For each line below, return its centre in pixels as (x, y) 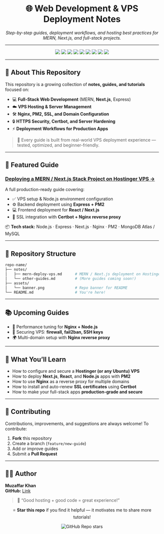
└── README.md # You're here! (55, 292)
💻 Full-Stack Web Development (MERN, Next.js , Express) (71, 99)
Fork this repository (32, 438)
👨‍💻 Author (21, 474)
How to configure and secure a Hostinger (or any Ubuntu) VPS (76, 371)
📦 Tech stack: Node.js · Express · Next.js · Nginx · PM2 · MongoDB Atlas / (80, 227)
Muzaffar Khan (20, 485)
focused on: (17, 89)
